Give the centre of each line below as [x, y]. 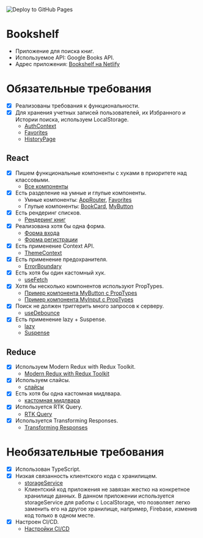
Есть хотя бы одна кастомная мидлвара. [68, 394]
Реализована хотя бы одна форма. [60, 226]
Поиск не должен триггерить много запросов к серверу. [89, 306]
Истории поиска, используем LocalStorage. [72, 120]
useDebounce [42, 313]
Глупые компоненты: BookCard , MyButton [79, 206]
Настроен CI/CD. [37, 521]
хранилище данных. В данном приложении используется [99, 496]
